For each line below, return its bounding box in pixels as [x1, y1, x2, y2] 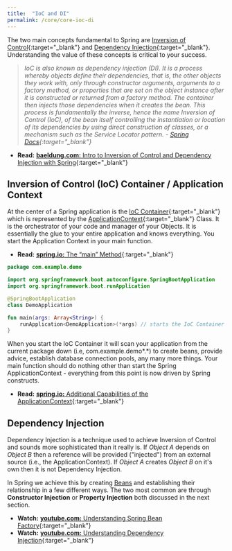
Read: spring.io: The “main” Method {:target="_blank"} [17, 250, 174, 259]
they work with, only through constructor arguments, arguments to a [24, 78, 220, 87]
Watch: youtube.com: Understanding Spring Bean [17, 514, 163, 523]
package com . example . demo [7, 264, 82, 271]
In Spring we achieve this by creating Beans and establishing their [7, 479, 195, 487]
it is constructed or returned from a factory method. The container [24, 93, 214, 101]
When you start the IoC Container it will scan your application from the [7, 340, 208, 348]
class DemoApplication [7, 301, 73, 308]
